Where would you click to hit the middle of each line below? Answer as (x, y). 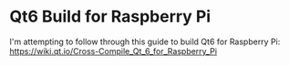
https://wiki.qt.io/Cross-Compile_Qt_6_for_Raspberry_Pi (113, 51)
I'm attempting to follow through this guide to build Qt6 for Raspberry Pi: (145, 42)
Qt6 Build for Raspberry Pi (110, 17)
